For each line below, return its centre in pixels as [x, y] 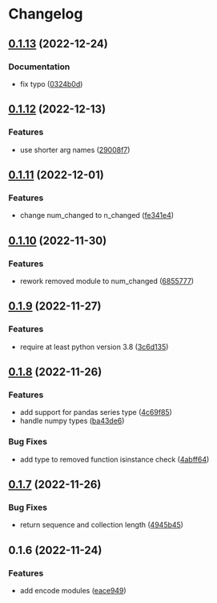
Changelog [46, 14]
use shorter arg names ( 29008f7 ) [75, 150]
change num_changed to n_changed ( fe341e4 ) [97, 215]
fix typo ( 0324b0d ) [51, 84]
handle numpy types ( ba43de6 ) [72, 421]
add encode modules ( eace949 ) [73, 590]
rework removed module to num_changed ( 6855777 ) [107, 281]
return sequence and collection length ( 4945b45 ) [102, 525]
